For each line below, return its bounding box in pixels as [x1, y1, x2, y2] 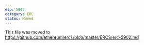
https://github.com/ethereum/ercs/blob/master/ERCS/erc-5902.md [5, 34, 139, 40]
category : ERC [5, 12, 34, 16]
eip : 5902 [5, 7, 25, 12]
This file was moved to [5, 30, 50, 35]
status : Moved [5, 16, 34, 21]
